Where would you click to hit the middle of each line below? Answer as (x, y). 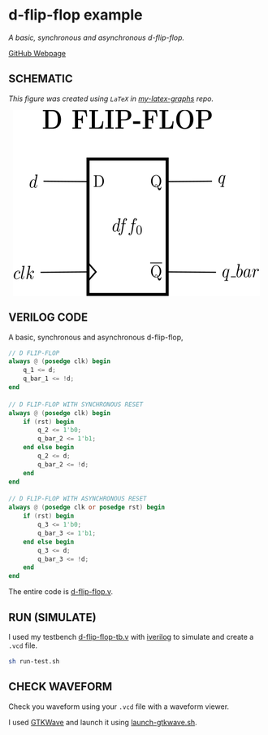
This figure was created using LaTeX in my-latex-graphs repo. (111, 98)
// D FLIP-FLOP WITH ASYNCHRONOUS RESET (78, 499)
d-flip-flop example (76, 15)
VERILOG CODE (48, 318)
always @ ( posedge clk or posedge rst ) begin (86, 507)
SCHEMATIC (41, 79)
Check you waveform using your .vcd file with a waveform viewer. (119, 707)
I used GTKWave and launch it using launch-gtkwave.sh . (103, 722)
